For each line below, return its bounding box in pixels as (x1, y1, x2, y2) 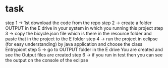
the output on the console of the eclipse (5, 57, 88, 63)
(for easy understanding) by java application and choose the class (5, 41, 143, 47)
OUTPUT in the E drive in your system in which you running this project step (5, 25, 163, 31)
